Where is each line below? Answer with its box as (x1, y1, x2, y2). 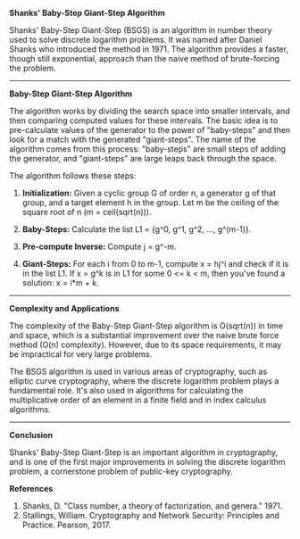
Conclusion (9, 430, 54, 440)
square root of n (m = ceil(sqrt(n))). (21, 207, 152, 217)
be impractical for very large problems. (9, 349, 153, 360)
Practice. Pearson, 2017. (21, 519, 112, 530)
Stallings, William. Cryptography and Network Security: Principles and (21, 510, 279, 520)
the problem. (9, 62, 56, 73)
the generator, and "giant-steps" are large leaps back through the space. (9, 153, 277, 163)
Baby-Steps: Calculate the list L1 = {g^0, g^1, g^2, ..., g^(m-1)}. (21, 224, 252, 235)
